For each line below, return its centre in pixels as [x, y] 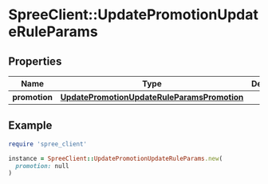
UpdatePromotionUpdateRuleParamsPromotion [152, 97]
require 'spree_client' [48, 144]
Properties [35, 61]
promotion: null [42, 166]
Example [30, 126]
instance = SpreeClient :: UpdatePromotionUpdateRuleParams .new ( [116, 158]
